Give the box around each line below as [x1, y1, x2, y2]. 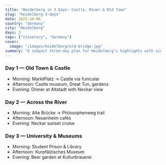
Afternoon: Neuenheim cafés [12, 115, 72, 121]
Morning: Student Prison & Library [12, 144, 82, 150]
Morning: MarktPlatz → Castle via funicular [12, 76, 100, 82]
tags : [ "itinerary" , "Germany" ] [5, 35, 72, 40]
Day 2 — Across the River [5, 99, 68, 105]
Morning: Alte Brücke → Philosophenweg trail [12, 110, 105, 116]
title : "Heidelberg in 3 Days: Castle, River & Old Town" [5, 7, 127, 12]
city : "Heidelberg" [5, 26, 45, 31]
